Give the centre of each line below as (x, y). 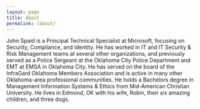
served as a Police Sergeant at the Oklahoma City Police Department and (98, 60)
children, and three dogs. (38, 99)
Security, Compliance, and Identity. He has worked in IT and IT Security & (99, 47)
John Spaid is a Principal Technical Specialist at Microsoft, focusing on (95, 41)
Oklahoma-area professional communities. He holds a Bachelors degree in (100, 80)
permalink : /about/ (31, 23)
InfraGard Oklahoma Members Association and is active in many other (94, 73)
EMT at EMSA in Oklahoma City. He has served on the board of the (91, 67)
